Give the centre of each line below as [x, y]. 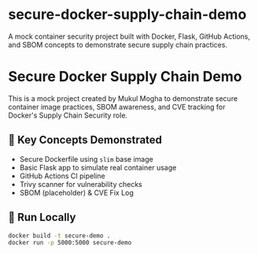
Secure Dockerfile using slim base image [86, 159]
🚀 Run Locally [42, 217]
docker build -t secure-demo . [59, 235]
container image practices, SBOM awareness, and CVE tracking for [117, 106]
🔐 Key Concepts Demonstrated [85, 140]
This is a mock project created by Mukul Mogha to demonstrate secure [123, 98]
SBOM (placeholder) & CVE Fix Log [76, 192]
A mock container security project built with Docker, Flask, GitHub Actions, [129, 36]
